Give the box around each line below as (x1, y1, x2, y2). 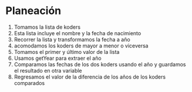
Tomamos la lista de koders (14, 23, 80, 30)
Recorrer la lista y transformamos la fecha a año (14, 36, 130, 43)
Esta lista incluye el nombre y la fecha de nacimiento (14, 29, 142, 36)
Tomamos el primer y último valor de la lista (14, 48, 120, 55)
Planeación (5, 4, 62, 18)
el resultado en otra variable (14, 67, 83, 74)
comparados (14, 79, 45, 86)
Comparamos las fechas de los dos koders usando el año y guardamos (14, 60, 186, 68)
